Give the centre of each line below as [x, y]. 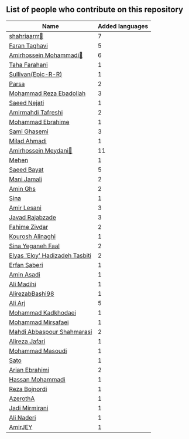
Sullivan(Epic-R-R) [36, 74]
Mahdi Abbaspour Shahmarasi [51, 332]
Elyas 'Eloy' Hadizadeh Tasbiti [50, 255]
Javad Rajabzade [33, 217]
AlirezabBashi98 [32, 293]
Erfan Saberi [26, 265]
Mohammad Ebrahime [39, 121]
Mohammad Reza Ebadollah [47, 93]
